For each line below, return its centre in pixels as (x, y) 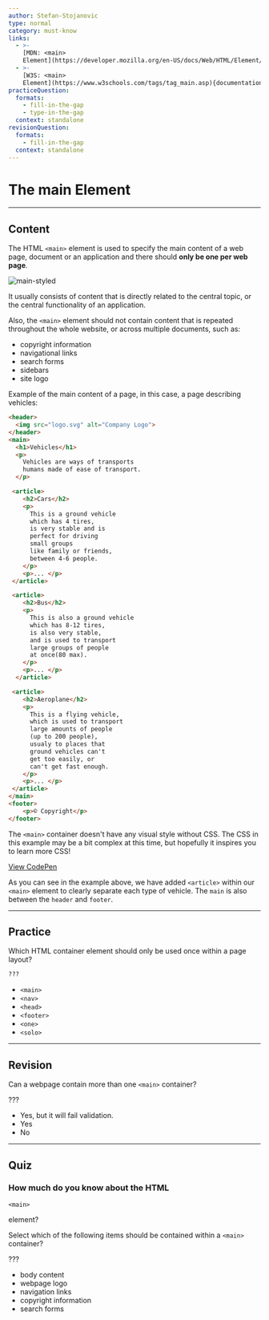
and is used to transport (72, 640)
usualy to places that (67, 744)
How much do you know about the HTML (89, 1188)
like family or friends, (71, 551)
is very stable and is (67, 529)
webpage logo (44, 1283)
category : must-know (43, 30)
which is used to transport (76, 722)
